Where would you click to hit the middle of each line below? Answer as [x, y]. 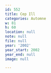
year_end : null [20, 54]
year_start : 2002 [22, 50]
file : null [16, 41]
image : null [17, 59]
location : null [20, 32]
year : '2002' [18, 45]
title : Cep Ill [20, 14]
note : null [16, 37]
